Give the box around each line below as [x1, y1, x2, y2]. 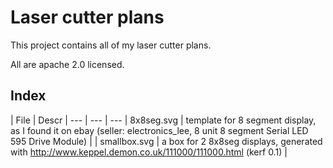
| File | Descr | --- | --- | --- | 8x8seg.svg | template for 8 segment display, [10, 114, 317, 126]
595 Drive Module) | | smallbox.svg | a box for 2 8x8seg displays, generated [10, 135, 323, 147]
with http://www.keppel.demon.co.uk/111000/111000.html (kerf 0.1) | [10, 146, 288, 158]
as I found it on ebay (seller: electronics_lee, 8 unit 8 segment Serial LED [10, 124, 309, 136]
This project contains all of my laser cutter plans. [10, 39, 212, 51]
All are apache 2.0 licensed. [10, 58, 125, 70]
